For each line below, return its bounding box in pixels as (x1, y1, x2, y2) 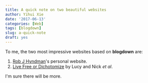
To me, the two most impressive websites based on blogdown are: (5, 48, 143, 55)
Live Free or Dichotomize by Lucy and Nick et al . (12, 63, 113, 70)
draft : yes (5, 35, 28, 40)
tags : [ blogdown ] (5, 26, 42, 31)
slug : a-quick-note (5, 30, 46, 35)
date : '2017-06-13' (5, 16, 46, 21)
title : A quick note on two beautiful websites (5, 7, 107, 12)
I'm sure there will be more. (5, 73, 62, 79)
